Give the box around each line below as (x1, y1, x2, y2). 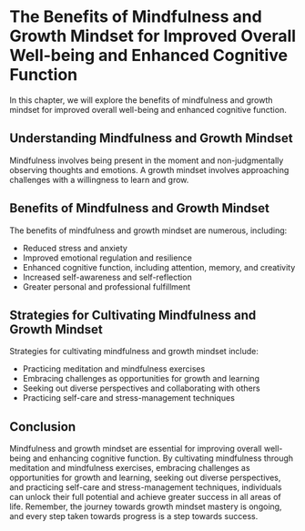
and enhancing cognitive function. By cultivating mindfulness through (32, 453, 294, 464)
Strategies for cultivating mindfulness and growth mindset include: (9, 346, 259, 357)
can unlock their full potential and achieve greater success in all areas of (9, 492, 281, 503)
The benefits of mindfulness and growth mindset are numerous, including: (9, 225, 288, 236)
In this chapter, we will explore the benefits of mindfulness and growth (9, 94, 273, 106)
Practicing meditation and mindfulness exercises (22, 363, 206, 374)
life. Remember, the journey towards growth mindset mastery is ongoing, (9, 501, 282, 512)
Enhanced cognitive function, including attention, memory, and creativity (22, 261, 296, 272)
